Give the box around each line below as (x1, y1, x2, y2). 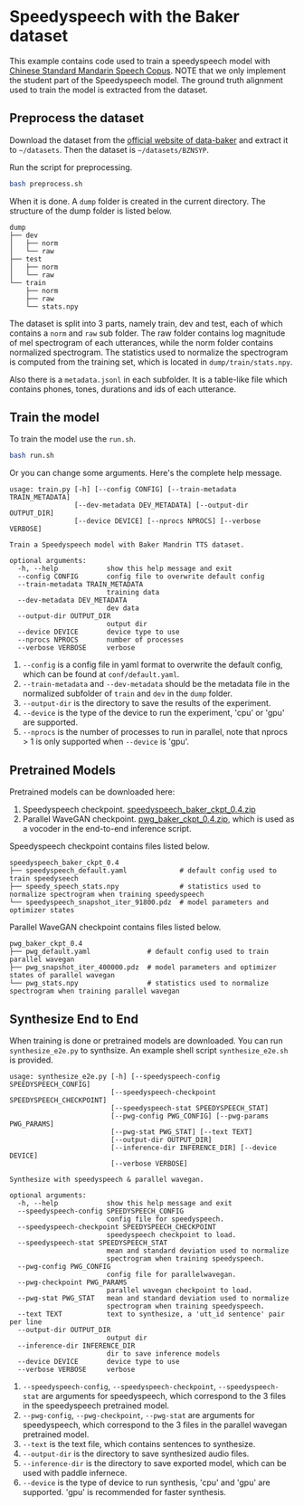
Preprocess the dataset (9, 110, 145, 126)
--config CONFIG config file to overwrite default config (17, 572, 265, 581)
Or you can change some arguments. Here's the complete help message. (9, 468, 282, 479)
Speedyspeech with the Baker (9, 6, 240, 27)
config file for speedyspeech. (106, 1215, 224, 1224)
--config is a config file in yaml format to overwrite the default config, (22, 659, 283, 671)
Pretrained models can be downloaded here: (9, 786, 176, 797)
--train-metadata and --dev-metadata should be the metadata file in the (22, 679, 290, 690)
